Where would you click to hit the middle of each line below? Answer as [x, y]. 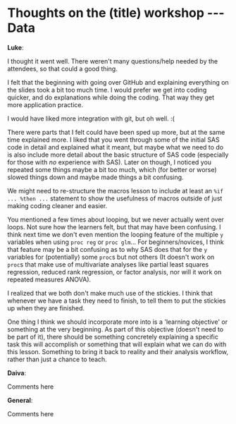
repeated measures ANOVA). [49, 279]
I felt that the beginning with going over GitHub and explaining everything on [118, 82]
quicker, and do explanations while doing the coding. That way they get [111, 97]
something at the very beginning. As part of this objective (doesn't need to [116, 329]
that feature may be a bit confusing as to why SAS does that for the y [107, 249]
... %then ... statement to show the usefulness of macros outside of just [115, 198]
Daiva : [17, 372]
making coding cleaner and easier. [57, 205]
